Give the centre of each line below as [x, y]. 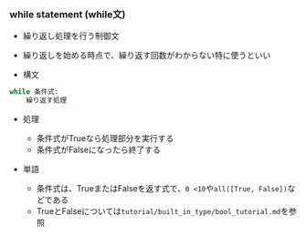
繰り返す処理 [46, 101]
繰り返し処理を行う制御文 [71, 36]
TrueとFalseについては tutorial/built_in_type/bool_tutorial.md [158, 211]
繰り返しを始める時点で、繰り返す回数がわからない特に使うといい [147, 56]
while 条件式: [34, 92]
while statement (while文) [68, 14]
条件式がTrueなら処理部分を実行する [105, 139]
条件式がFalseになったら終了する [99, 150]
